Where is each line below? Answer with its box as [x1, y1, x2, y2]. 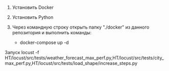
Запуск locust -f [5, 50, 39, 55]
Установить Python [12, 14, 54, 20]
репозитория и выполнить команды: [12, 30, 92, 35]
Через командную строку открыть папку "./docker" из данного [12, 24, 150, 30]
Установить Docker [12, 5, 54, 10]
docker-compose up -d [19, 39, 69, 45]
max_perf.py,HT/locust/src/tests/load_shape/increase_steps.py [5, 60, 138, 66]
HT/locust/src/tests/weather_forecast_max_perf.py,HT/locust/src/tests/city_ [5, 55, 164, 61]
